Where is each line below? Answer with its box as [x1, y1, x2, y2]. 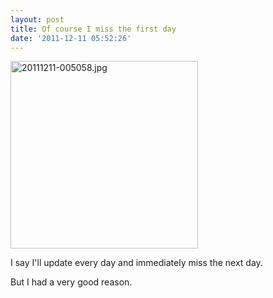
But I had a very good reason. [10, 276, 133, 288]
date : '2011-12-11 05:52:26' [10, 33, 132, 43]
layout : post [10, 14, 65, 25]
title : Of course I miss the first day [10, 24, 177, 34]
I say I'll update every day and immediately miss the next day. [10, 257, 263, 269]
